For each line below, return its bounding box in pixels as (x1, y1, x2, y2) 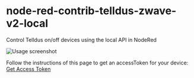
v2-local (6, 17, 49, 30)
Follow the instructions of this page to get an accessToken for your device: (6, 59, 189, 66)
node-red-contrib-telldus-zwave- (6, 4, 177, 18)
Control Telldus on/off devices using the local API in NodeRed (6, 36, 157, 43)
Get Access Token (6, 65, 51, 72)
